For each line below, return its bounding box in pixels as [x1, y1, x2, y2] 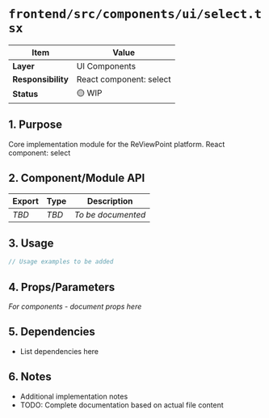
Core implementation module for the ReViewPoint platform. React [8, 139, 225, 149]
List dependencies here [19, 346, 99, 356]
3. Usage [8, 236, 54, 250]
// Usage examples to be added [8, 258, 114, 266]
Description [86, 195, 133, 206]
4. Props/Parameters [8, 280, 116, 293]
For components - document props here [8, 302, 142, 311]
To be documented [74, 209, 146, 220]
